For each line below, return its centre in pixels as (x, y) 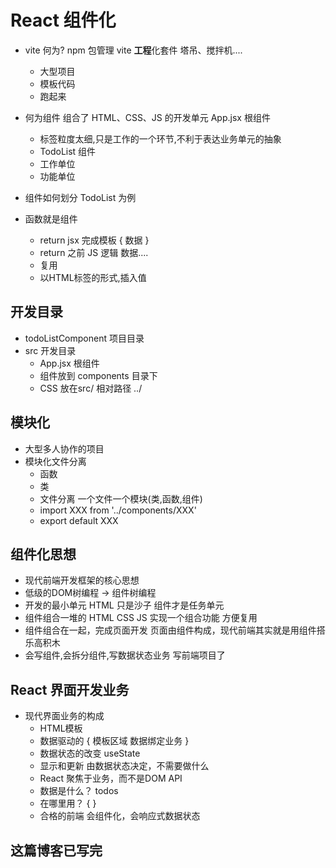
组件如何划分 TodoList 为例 (80, 197)
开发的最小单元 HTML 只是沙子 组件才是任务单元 (124, 605)
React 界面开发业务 (70, 689)
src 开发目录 (50, 350)
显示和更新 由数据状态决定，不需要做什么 (124, 766)
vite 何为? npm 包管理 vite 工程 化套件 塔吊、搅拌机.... (133, 50)
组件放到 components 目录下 (98, 375)
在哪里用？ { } (68, 803)
